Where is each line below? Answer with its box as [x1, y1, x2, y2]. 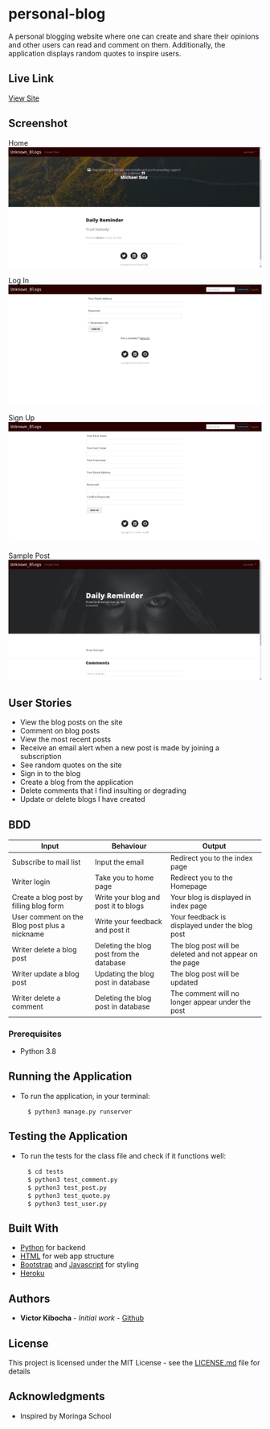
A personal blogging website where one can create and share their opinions [8, 31, 260, 41]
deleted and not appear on [170, 949, 259, 959]
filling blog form [11, 901, 64, 911]
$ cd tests [27, 1167, 64, 1175]
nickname [11, 929, 44, 939]
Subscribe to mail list [11, 857, 81, 867]
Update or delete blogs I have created [19, 795, 146, 804]
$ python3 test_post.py [27, 1183, 107, 1192]
